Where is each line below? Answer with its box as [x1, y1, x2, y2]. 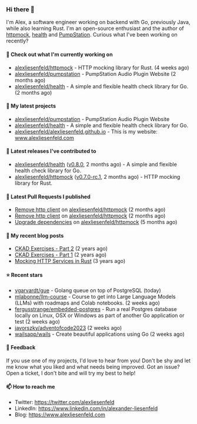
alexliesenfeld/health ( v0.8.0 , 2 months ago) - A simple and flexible [14, 161, 178, 168]
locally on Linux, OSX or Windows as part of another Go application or [14, 312, 185, 319]
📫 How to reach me [6, 383, 55, 390]
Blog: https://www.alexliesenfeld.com [14, 411, 106, 418]
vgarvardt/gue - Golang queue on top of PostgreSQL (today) [14, 286, 162, 293]
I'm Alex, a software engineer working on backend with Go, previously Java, [6, 19, 191, 26]
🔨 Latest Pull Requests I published [6, 193, 91, 200]
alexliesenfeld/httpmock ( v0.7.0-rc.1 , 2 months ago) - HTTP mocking [14, 173, 181, 180]
